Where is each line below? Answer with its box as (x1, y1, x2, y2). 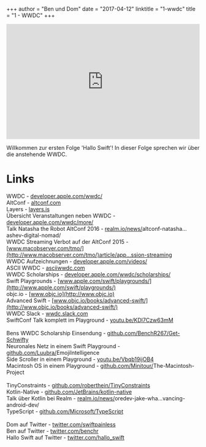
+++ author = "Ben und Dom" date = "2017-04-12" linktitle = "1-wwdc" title (6, 6, 196, 12)
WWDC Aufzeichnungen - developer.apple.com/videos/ (6, 257, 148, 265)
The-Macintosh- (153, 362, 195, 369)
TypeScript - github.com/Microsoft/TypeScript (6, 408, 124, 415)
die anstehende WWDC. (6, 150, 67, 158)
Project (6, 368, 25, 376)
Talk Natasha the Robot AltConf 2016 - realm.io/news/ (6, 225, 143, 232)
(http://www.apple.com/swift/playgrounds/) (6, 284, 116, 291)
